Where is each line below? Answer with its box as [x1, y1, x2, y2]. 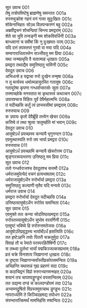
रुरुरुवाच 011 [5, 143, 28, 148]
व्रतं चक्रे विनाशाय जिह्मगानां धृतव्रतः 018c [5, 251, 71, 257]
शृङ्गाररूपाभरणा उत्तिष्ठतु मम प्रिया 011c [5, 154, 70, 160]
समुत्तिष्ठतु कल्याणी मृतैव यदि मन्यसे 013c [5, 182, 71, 188]
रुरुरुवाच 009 [5, 108, 30, 114]
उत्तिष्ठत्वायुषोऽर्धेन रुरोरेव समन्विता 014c [5, 200, 70, 206]
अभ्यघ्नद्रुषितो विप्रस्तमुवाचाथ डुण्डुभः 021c [5, 286, 72, 292]
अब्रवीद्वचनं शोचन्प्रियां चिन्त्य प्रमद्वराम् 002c [5, 28, 73, 33]
